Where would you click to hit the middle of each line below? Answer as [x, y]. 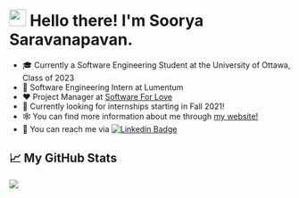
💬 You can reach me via [66, 128]
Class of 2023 [48, 78]
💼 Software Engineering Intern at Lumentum [103, 87]
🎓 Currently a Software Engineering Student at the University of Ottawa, [156, 65]
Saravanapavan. [71, 40]
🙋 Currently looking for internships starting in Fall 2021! [123, 106]
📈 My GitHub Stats [63, 158]
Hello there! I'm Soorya [117, 21]
